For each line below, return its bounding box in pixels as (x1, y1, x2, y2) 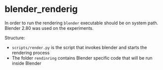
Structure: (4, 35, 25, 41)
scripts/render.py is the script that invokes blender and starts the (11, 44, 147, 50)
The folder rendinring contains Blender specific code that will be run (11, 55, 153, 61)
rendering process (11, 50, 50, 56)
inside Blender (11, 60, 42, 66)
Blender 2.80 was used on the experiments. (4, 25, 94, 31)
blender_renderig (4, 3, 78, 15)
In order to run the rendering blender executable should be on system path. (4, 20, 159, 26)
